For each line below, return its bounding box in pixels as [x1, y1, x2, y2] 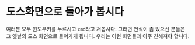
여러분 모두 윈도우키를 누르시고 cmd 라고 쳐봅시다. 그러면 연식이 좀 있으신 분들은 [6, 25, 185, 32]
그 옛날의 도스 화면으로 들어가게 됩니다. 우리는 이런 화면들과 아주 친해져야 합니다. [6, 32, 190, 39]
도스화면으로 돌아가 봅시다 [6, 5, 124, 18]
